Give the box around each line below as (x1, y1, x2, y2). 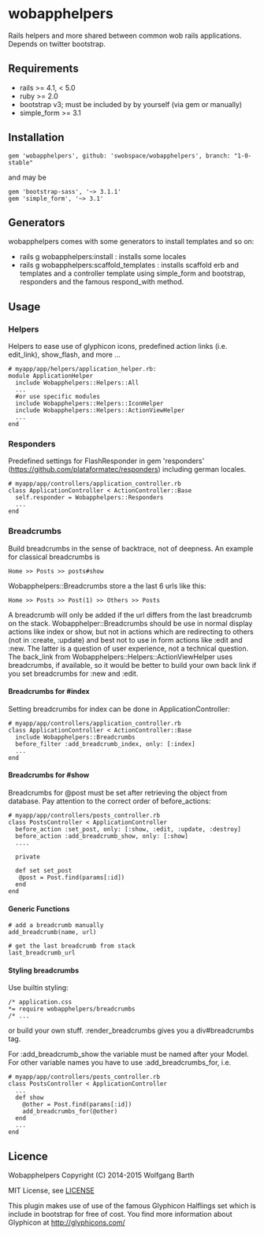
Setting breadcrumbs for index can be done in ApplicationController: (8, 704, 230, 714)
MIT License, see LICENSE (8, 1186, 95, 1196)
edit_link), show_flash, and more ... (8, 350, 121, 359)
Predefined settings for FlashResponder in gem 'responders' (8, 456, 205, 465)
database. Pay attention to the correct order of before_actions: (8, 796, 211, 806)
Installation (8, 131, 65, 144)
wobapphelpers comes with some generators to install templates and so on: (8, 237, 255, 247)
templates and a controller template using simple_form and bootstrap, (19, 269, 246, 278)
